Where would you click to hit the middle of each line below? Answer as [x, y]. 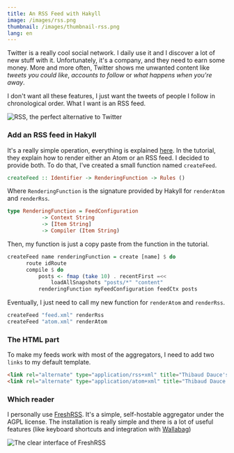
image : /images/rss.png [42, 20]
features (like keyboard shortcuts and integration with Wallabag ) [99, 429]
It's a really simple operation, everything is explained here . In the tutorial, [111, 150]
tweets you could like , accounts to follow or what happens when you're [110, 75]
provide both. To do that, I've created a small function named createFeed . [112, 165]
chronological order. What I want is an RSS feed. [77, 103]
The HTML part [33, 339]
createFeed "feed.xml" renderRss [56, 315]
